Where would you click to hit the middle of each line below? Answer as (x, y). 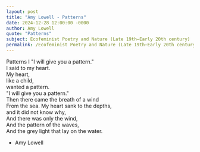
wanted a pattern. (28, 87)
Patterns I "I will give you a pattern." (50, 61)
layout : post (22, 12)
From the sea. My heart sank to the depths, (59, 106)
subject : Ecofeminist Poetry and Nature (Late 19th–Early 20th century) (98, 39)
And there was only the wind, (42, 118)
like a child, (20, 80)
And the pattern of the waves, (43, 125)
